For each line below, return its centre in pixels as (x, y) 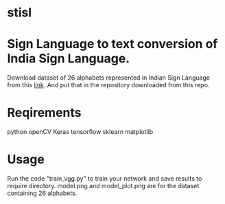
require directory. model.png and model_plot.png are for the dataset (103, 186)
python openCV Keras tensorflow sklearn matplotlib (80, 132)
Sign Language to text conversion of (113, 44)
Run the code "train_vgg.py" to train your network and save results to (105, 179)
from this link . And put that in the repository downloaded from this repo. (108, 85)
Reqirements (44, 113)
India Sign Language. (69, 59)
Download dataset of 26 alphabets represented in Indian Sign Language (109, 78)
